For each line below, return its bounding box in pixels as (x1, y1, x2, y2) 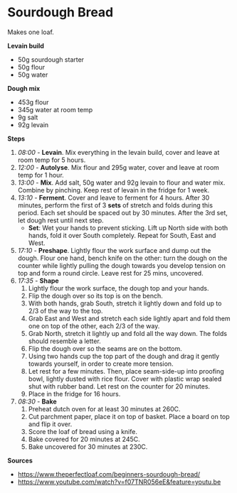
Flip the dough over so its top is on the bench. (28, 291, 164, 300)
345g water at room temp (17, 105, 93, 114)
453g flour (17, 97, 49, 107)
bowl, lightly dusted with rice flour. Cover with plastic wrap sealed (28, 374, 222, 383)
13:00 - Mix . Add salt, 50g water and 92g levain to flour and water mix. (17, 178, 226, 187)
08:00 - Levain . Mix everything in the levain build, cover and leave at (17, 148, 220, 156)
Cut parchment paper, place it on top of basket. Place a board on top (28, 412, 230, 421)
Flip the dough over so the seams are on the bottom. (28, 344, 183, 352)
